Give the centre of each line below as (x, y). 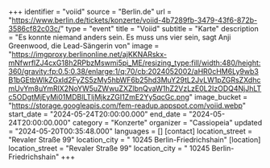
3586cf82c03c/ (35, 29)
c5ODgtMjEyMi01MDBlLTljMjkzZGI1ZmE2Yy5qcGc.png (99, 97)
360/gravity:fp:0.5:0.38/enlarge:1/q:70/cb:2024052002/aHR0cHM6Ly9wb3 (134, 71)
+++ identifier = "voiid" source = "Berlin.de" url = (90, 12)
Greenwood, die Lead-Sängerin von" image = (84, 46)
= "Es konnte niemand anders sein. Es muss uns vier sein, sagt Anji (120, 37)
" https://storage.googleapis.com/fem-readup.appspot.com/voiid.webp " (127, 105)
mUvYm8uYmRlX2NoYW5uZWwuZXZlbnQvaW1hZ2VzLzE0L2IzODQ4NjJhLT (135, 88)
